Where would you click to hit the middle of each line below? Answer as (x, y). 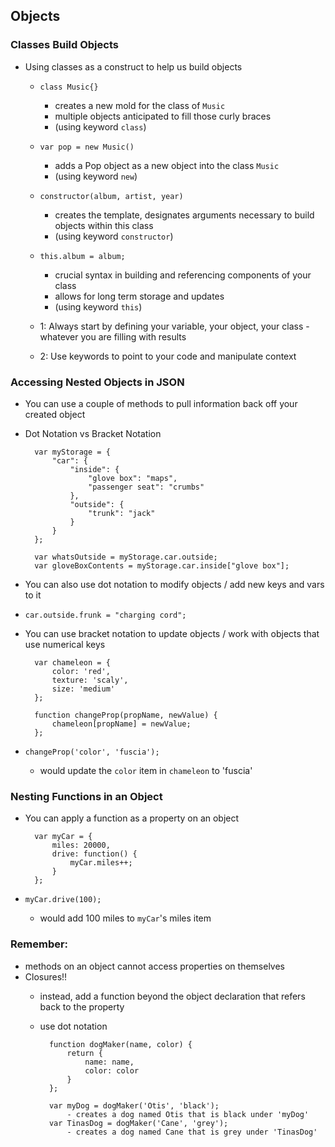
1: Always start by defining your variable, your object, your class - (174, 326)
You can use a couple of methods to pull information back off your (161, 403)
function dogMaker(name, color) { (120, 1044)
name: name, (109, 1062)
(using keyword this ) (98, 306)
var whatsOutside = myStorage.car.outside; (126, 557)
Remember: (39, 944)
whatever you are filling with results (113, 336)
